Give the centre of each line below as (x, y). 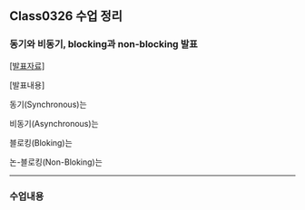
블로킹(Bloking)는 (41, 142)
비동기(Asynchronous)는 (54, 123)
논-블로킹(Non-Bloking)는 (56, 162)
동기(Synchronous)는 (49, 104)
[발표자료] (27, 65)
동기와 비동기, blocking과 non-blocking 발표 (103, 44)
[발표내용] (27, 85)
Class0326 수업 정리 (66, 16)
